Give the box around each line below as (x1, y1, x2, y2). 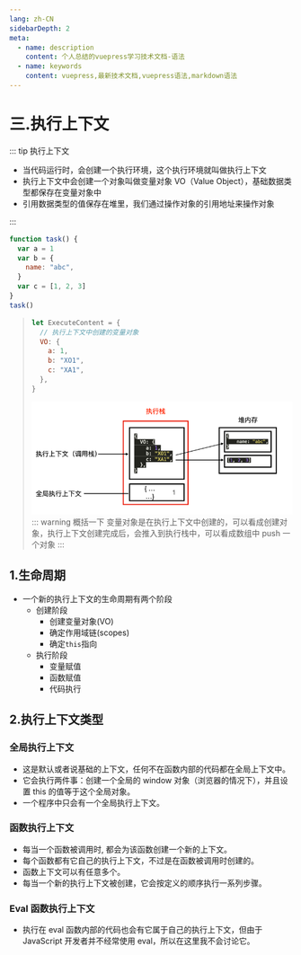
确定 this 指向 (49, 638, 98, 649)
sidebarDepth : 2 (9, 23, 70, 33)
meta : (9, 33, 30, 42)
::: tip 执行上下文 (9, 145, 70, 156)
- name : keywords (17, 62, 83, 71)
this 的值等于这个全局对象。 (32, 786, 136, 797)
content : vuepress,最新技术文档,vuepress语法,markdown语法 (25, 72, 238, 81)
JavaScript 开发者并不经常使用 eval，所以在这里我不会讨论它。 (22, 935, 255, 947)
